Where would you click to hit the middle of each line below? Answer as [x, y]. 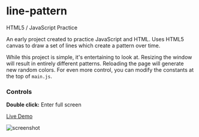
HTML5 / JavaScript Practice [42, 28]
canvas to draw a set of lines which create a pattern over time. [83, 45]
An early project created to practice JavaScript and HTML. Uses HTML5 [95, 39]
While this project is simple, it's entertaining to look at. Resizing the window [99, 57]
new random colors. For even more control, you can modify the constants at [100, 69]
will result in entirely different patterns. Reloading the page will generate [95, 63]
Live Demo [19, 116]
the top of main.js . [29, 76]
